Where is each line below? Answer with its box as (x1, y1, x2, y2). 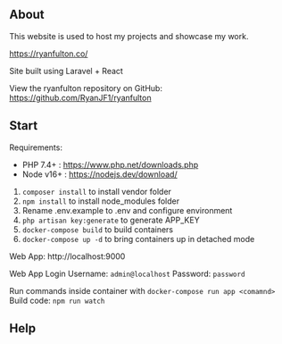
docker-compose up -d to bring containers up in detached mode (21, 233, 255, 244)
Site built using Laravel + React (9, 65, 123, 76)
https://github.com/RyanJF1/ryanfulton (9, 92, 152, 103)
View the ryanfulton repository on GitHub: (9, 82, 163, 93)
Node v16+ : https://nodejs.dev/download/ (21, 169, 178, 180)
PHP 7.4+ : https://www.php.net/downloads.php (21, 159, 199, 170)
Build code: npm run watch (9, 295, 105, 306)
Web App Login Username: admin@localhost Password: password (9, 268, 245, 279)
